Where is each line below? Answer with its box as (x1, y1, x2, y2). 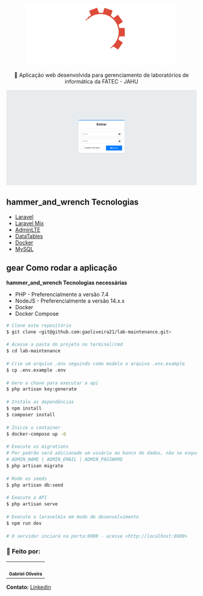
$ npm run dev (6, 520, 42, 526)
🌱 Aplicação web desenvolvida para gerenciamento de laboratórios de (14, 71, 189, 79)
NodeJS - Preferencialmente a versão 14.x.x (14, 297, 125, 304)
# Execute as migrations (6, 444, 69, 450)
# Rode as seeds (6, 476, 47, 482)
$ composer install (6, 411, 56, 418)
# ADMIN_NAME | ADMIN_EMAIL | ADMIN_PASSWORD (6, 456, 123, 462)
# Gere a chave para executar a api (6, 380, 98, 386)
